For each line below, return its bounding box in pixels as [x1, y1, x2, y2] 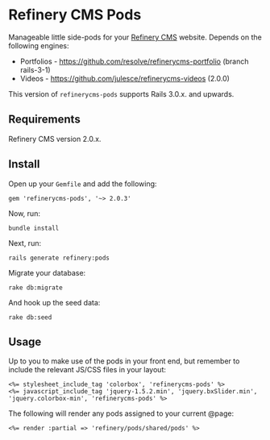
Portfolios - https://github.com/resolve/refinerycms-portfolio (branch [19, 56, 249, 66]
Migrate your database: [8, 268, 86, 277]
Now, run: [8, 208, 40, 218]
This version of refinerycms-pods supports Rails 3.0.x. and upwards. [8, 89, 235, 98]
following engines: [8, 40, 69, 50]
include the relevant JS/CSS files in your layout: [8, 365, 167, 375]
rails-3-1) [19, 64, 51, 74]
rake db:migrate [8, 284, 63, 292]
